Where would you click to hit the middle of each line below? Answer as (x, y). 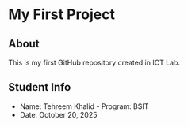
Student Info (40, 87)
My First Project (61, 15)
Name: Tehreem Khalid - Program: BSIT (84, 106)
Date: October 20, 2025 (58, 114)
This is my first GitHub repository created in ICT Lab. (94, 62)
